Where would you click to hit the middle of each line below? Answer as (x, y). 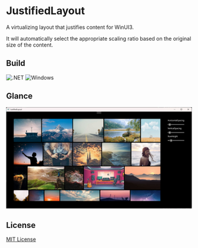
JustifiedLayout (46, 11)
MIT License (21, 239)
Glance (19, 96)
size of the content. (30, 45)
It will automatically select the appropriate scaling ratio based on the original (99, 38)
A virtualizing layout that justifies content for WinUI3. (70, 27)
